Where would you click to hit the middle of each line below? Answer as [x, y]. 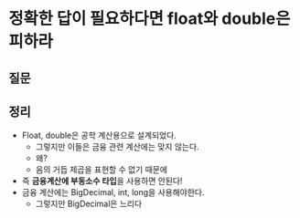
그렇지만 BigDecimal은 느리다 [89, 204]
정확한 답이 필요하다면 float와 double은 [150, 19]
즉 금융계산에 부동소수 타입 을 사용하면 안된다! [102, 181]
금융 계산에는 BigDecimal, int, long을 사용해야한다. [113, 192]
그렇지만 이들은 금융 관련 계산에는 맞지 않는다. [117, 147]
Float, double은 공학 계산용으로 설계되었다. [99, 135]
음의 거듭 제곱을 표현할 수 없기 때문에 [102, 170]
